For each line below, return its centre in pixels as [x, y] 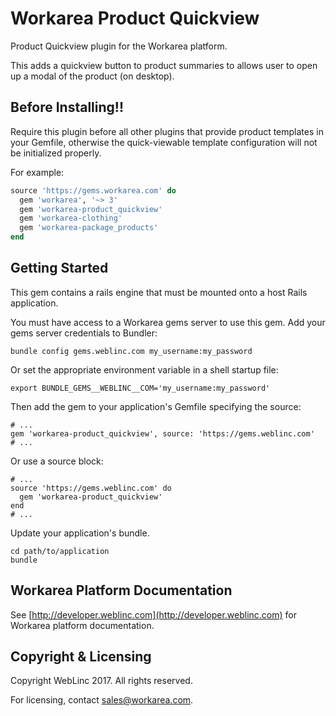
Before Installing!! [67, 107]
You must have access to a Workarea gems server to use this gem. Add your [168, 322]
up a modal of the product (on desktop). [92, 76]
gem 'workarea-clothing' [71, 218]
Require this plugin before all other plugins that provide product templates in [167, 131]
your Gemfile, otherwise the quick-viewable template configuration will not [164, 142]
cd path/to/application [60, 551]
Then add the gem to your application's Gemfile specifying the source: [156, 406]
